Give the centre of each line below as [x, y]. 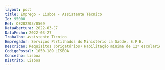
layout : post [18, 10]
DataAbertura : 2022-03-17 [31, 28]
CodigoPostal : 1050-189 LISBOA [37, 51]
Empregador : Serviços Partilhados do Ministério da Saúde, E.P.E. [74, 42]
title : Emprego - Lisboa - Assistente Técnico [54, 14]
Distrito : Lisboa [23, 60]
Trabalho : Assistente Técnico [36, 37]
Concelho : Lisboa [23, 55]
